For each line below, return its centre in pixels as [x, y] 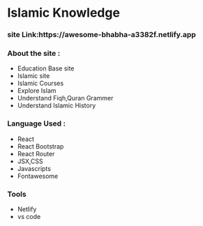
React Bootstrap [40, 146]
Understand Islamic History [57, 105]
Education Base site [46, 68]
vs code [29, 217]
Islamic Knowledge [64, 13]
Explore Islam [37, 91]
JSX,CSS [30, 161]
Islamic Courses [40, 83]
